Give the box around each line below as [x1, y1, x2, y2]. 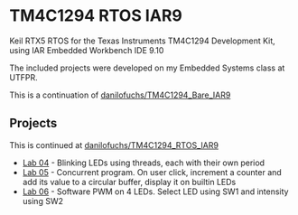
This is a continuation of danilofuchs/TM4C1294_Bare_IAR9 [9, 89, 231, 100]
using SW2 [22, 195, 63, 206]
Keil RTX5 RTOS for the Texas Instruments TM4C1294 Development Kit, [9, 35, 275, 46]
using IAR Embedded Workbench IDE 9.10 [9, 44, 164, 55]
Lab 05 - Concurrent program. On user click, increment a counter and [22, 166, 282, 177]
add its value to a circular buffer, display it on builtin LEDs [22, 176, 237, 187]
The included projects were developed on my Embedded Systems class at [9, 62, 285, 73]
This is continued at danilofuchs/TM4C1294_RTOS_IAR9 [9, 139, 219, 150]
